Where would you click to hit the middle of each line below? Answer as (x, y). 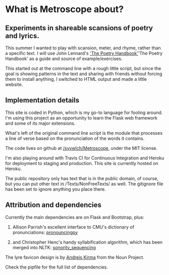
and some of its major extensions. (40, 123)
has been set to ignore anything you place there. (55, 189)
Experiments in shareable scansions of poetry (79, 28)
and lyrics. (22, 36)
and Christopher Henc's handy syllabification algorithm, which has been (88, 242)
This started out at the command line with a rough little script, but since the (83, 68)
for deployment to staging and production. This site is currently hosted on (82, 163)
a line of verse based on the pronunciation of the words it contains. (75, 138)
